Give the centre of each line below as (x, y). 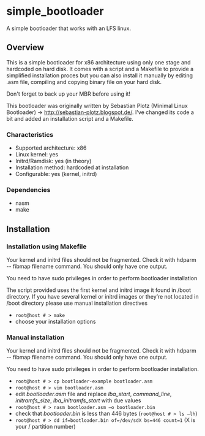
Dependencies (28, 189)
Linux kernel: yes (37, 155)
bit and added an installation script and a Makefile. (70, 118)
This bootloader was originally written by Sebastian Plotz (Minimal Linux (97, 105)
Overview (25, 48)
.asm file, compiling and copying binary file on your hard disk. (84, 82)
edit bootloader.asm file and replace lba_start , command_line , (93, 394)
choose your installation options (55, 322)
